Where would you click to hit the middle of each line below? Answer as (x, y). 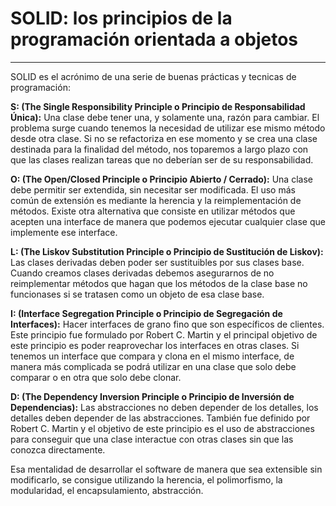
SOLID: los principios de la (121, 18)
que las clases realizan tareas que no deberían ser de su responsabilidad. (162, 159)
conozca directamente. (58, 449)
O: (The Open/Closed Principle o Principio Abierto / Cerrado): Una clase (161, 179)
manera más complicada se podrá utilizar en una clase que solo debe (153, 366)
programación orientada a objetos (154, 39)
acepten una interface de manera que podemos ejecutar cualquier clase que (168, 221)
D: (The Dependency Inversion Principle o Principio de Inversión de (152, 396)
